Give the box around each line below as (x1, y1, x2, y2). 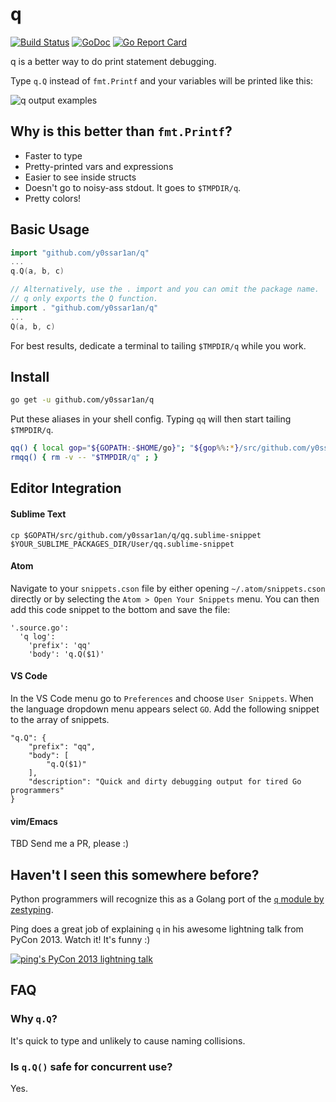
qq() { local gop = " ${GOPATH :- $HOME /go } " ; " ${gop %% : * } (10, 443, 240, 453)
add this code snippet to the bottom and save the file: (10, 603, 231, 615)
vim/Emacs (10, 815, 58, 827)
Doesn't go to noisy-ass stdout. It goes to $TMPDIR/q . (24, 181, 242, 193)
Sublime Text (10, 508, 67, 520)
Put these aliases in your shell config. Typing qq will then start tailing (10, 413, 292, 425)
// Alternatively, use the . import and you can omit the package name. (10, 284, 320, 295)
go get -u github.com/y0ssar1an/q (10, 395, 155, 405)
